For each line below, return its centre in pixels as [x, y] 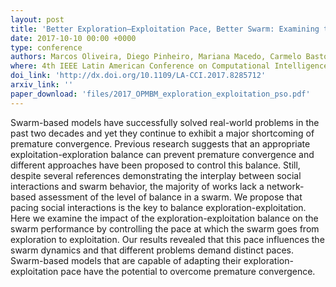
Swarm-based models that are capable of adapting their [126, 260]
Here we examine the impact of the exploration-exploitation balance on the [164, 218]
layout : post [37, 19]
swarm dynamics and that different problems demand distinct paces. [152, 250]
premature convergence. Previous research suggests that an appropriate [160, 143]
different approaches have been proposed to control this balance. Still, [155, 165]
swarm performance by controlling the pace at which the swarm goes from [165, 228]
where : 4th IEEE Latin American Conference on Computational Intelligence [169, 66]
